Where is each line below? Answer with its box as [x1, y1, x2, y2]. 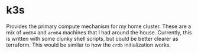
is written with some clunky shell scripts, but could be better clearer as [6, 35, 178, 42]
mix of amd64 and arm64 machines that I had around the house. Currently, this [6, 29, 192, 36]
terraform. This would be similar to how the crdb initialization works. [6, 41, 171, 48]
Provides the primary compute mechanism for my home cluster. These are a [6, 23, 191, 30]
